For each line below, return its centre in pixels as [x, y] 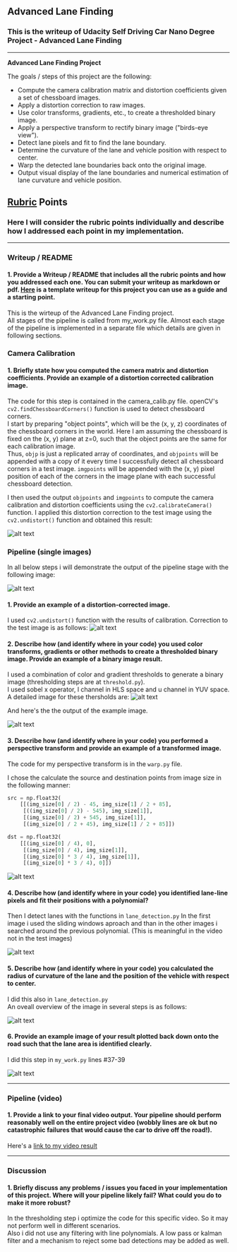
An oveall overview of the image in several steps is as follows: [97, 1006]
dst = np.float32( [34, 837]
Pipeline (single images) [49, 552]
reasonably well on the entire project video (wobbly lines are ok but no [112, 1123]
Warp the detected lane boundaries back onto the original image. [112, 165]
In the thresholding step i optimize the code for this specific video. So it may [118, 1218]
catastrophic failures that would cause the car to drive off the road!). [110, 1130]
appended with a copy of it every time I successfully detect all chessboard [115, 461]
